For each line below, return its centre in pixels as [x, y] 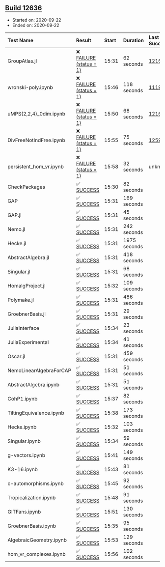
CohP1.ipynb [23, 398]
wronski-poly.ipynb [30, 87]
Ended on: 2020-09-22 [36, 25]
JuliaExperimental [28, 342]
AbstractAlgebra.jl [28, 257]
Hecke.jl [17, 243]
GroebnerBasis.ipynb [32, 526]
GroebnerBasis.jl [27, 314]
